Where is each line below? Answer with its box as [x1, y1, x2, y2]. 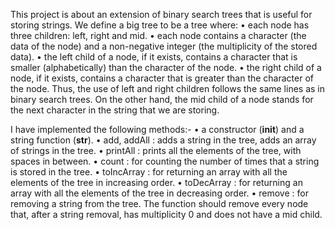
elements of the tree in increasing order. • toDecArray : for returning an [10, 177, 303, 188]
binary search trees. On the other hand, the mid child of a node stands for [10, 94, 314, 105]
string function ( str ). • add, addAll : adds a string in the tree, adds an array [10, 134, 317, 146]
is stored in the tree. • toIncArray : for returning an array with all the [10, 166, 288, 178]
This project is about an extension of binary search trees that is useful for [10, 9, 313, 20]
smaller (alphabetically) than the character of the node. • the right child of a [10, 62, 322, 73]
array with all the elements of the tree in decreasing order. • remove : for [10, 187, 309, 199]
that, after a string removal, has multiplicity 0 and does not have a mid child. [10, 209, 323, 220]
